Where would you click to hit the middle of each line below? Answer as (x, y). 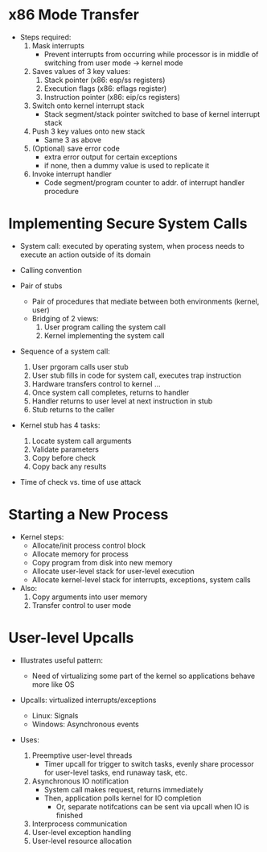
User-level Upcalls (71, 638)
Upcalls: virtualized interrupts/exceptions (88, 700)
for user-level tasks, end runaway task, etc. (115, 772)
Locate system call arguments (82, 440)
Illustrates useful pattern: (61, 660)
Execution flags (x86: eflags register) (105, 88)
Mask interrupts (58, 45)
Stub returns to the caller (73, 409)
